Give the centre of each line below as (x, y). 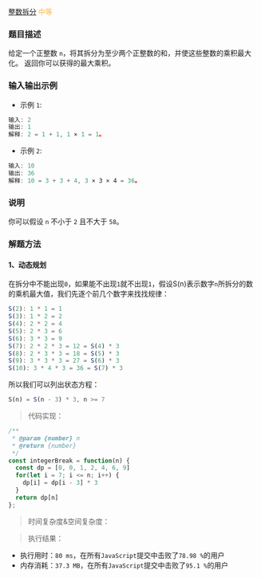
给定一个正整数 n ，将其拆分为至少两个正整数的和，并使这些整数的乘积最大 (130, 53)
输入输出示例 (33, 86)
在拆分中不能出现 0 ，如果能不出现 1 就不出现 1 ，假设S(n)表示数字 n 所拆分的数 (131, 284)
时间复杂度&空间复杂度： (69, 521)
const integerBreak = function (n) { (69, 461)
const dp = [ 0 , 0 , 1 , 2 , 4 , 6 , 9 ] (73, 468)
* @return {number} (44, 446)
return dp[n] (37, 497)
